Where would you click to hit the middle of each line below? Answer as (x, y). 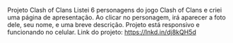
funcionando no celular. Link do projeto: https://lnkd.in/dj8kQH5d (102, 32)
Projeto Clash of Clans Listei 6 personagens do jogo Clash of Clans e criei (115, 10)
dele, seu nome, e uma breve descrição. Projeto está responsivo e (103, 25)
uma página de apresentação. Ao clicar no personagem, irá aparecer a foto (116, 17)
